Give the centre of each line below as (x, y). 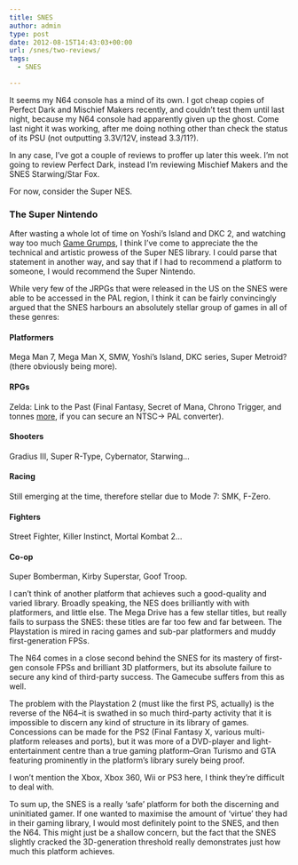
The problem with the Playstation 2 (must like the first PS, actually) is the (142, 704)
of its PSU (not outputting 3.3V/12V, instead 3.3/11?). (104, 138)
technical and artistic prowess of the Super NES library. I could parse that (143, 252)
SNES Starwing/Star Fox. (55, 173)
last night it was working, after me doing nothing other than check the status (149, 128)
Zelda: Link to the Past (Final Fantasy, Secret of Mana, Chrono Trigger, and (145, 406)
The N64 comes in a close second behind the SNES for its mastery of (136, 658)
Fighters (25, 517)
